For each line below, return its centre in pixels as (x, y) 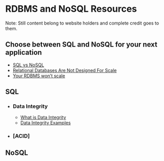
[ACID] (21, 136)
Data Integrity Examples (45, 123)
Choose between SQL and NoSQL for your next (81, 45)
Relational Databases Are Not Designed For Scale (65, 70)
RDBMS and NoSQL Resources (71, 9)
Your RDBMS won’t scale (39, 76)
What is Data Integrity (43, 118)
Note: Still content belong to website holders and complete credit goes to (82, 23)
